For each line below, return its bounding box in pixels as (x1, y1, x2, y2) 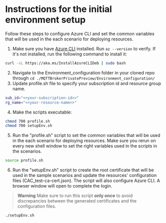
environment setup (5, 14, 86, 25)
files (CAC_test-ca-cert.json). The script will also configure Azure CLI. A (12, 177, 161, 183)
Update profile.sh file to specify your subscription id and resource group (12, 80, 161, 86)
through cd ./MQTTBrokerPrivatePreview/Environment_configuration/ (12, 75, 156, 81)
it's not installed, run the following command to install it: (12, 51, 127, 57)
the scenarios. (12, 148, 42, 154)
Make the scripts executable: (12, 109, 72, 115)
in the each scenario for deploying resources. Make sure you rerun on (12, 137, 156, 143)
